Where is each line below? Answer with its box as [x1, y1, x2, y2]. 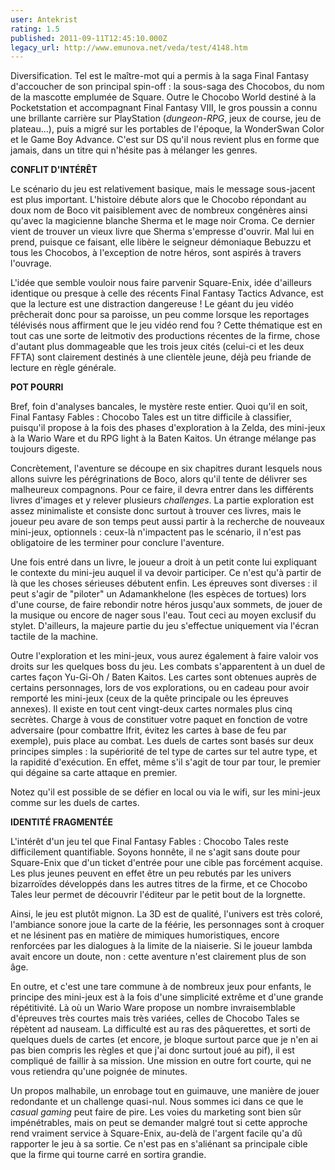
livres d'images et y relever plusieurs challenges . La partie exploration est [10, 494, 315, 506]
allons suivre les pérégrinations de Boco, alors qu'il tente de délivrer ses [10, 473, 308, 485]
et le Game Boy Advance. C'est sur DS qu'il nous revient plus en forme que [10, 134, 320, 146]
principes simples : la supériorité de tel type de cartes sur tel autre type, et [10, 746, 318, 758]
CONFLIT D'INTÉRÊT [10, 164, 98, 176]
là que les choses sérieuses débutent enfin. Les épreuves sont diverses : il [10, 577, 318, 590]
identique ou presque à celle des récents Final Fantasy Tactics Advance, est [10, 287, 324, 300]
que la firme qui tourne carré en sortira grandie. [10, 1149, 207, 1161]
